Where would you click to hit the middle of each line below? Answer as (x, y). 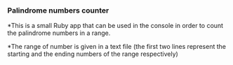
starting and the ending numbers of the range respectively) (93, 54)
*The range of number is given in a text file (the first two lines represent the (117, 47)
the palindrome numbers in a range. (59, 33)
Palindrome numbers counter (58, 10)
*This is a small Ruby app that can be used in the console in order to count (115, 26)
